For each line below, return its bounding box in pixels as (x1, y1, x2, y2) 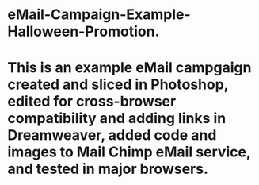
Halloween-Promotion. (7, 22, 160, 40)
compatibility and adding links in (7, 110, 227, 128)
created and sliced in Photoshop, (7, 75, 229, 94)
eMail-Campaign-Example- (7, 6, 191, 24)
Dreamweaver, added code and (7, 126, 217, 145)
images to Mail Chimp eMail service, (7, 143, 251, 161)
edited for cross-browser (7, 93, 177, 110)
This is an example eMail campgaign (7, 59, 252, 77)
